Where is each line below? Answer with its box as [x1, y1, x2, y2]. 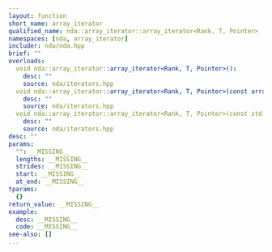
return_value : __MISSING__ [8, 200, 100, 208]
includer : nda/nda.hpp [8, 42, 85, 50]
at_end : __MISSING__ [15, 177, 85, 186]
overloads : [8, 58, 45, 66]
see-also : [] [8, 230, 53, 239]
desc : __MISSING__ [15, 216, 79, 224]
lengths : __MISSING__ [15, 155, 89, 163]
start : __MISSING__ [15, 170, 82, 178]
